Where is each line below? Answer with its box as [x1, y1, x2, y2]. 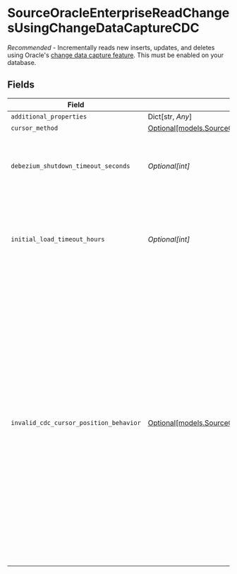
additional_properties [11, 112, 87, 121]
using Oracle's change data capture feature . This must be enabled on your [7, 51, 224, 59]
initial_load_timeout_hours [11, 235, 105, 243]
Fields [7, 79, 35, 91]
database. [7, 58, 37, 66]
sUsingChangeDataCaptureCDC [7, 20, 200, 36]
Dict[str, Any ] [147, 112, 193, 121]
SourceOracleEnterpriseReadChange [7, 5, 230, 21]
